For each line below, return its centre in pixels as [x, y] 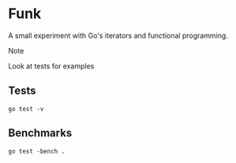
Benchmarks [40, 133]
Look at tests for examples [51, 66]
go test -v [26, 109]
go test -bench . [37, 151]
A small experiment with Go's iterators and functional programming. [118, 35]
